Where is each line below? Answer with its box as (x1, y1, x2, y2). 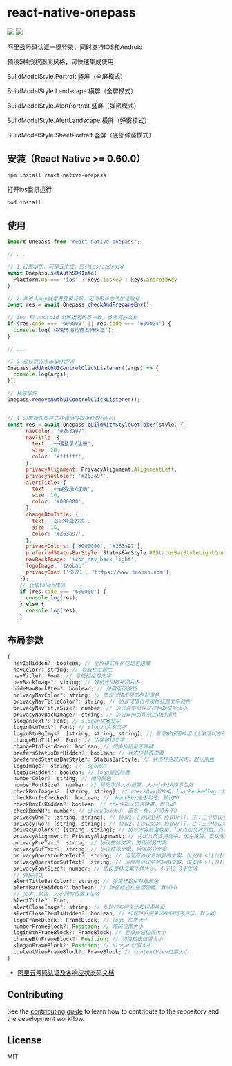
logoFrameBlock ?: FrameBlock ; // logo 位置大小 (13, 916, 148, 923)
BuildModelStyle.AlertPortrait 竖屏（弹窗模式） (7, 101, 140, 110)
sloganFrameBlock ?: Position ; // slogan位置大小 (13, 942, 152, 949)
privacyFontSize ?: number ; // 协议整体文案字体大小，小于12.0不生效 (13, 865, 198, 872)
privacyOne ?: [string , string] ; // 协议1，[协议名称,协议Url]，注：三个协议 (13, 813, 223, 821)
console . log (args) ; (13, 371, 70, 378)
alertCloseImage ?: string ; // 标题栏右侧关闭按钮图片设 (13, 903, 165, 911)
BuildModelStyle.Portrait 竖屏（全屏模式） (7, 72, 126, 80)
